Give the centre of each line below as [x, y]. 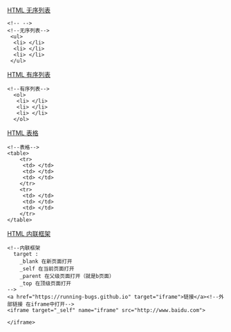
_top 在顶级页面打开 [45, 284]
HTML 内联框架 [29, 233]
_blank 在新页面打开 [46, 261]
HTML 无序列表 [29, 10]
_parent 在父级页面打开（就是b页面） [67, 276]
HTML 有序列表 [29, 74]
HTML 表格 [23, 133]
